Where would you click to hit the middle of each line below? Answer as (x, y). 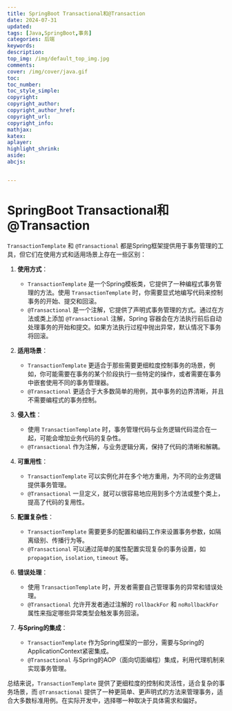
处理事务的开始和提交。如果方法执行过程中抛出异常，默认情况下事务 (124, 327)
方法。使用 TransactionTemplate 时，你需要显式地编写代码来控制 (131, 292)
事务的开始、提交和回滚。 (64, 301)
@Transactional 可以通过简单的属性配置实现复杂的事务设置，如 (116, 549)
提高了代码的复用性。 (58, 502)
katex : (17, 136)
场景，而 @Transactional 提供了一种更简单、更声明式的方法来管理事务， (115, 692)
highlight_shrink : (33, 149)
